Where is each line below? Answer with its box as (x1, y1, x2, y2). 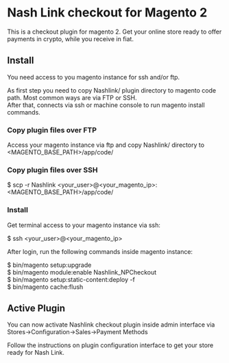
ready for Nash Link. (7, 349, 65, 357)
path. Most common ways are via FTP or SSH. (7, 93, 137, 102)
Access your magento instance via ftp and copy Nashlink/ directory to (7, 141, 204, 149)
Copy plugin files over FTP (7, 125, 97, 134)
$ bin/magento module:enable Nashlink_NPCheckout (7, 268, 157, 276)
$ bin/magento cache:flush (7, 283, 84, 291)
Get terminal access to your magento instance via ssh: (7, 221, 161, 229)
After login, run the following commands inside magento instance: (7, 247, 193, 255)
